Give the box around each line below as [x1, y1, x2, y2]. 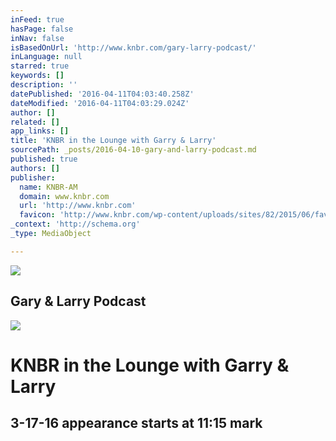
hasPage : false [10, 24, 74, 34]
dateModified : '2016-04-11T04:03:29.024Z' [10, 98, 190, 108]
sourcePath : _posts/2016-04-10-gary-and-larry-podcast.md [10, 145, 257, 155]
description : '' [10, 80, 78, 90]
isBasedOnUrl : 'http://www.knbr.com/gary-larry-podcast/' [10, 42, 257, 53]
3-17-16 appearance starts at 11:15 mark [10, 415, 263, 432]
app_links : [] [10, 126, 70, 136]
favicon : [19, 210, 56, 220]
